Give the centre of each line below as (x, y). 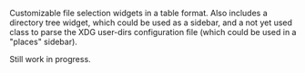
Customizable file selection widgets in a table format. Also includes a (139, 13)
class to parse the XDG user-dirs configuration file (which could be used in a (153, 32)
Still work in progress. (50, 59)
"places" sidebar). (43, 41)
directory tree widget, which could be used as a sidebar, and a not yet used (151, 23)
